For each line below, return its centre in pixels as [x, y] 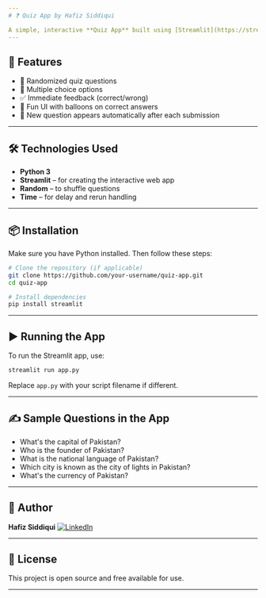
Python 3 [35, 172]
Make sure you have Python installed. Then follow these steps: [110, 253]
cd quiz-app [28, 282]
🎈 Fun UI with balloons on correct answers [89, 107]
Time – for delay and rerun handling [78, 197]
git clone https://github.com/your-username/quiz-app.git [106, 275]
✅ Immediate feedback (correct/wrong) [84, 98]
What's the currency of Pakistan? [74, 475]
